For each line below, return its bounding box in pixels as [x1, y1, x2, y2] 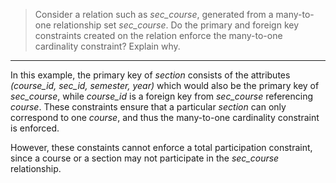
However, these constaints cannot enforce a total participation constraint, [10, 142, 313, 153]
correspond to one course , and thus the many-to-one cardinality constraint [10, 112, 320, 123]
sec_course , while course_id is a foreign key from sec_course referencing [10, 90, 314, 102]
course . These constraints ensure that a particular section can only [10, 101, 287, 113]
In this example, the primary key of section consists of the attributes [10, 69, 291, 81]
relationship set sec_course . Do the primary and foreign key [53, 19, 300, 31]
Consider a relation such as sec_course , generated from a [34, 9, 274, 20]
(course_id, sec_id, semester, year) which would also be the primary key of [10, 80, 320, 91]
